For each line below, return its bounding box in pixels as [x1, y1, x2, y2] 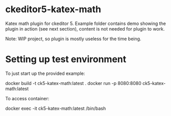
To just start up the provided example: [5, 70, 85, 76]
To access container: [5, 95, 50, 101]
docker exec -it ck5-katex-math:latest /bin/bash [5, 105, 106, 111]
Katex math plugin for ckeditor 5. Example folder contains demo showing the [5, 20, 166, 26]
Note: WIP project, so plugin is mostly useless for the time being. [5, 36, 141, 42]
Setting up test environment [5, 53, 127, 65]
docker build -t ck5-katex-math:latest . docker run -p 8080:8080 [5, 80, 142, 86]
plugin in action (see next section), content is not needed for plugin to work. [5, 25, 165, 32]
